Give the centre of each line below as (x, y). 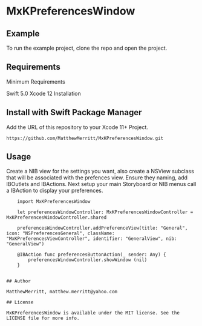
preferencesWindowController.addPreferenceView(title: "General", (103, 228)
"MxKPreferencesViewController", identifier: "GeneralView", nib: (92, 239)
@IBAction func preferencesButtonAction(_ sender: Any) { (92, 255)
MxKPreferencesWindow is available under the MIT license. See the (93, 313)
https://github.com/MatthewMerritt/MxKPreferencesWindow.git (85, 138)
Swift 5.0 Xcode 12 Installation (44, 93)
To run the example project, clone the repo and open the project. (87, 48)
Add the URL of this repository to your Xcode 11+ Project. (77, 127)
